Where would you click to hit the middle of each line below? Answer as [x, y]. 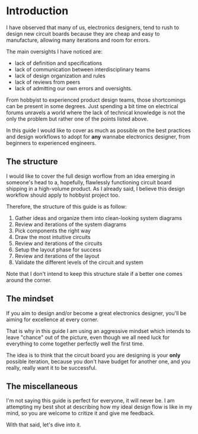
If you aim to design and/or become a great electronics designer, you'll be [96, 313]
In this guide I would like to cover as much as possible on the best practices [98, 130]
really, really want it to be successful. [52, 367]
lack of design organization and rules [60, 76]
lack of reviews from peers [47, 82]
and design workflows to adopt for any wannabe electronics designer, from [98, 136]
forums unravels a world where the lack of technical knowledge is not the [96, 112]
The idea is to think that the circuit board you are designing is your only [93, 355]
